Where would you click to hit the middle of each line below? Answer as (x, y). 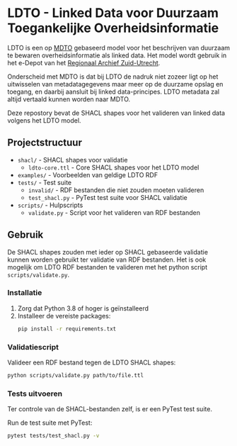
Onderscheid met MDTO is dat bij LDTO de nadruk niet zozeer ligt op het (113, 77)
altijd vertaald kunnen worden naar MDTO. (69, 99)
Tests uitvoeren (35, 394)
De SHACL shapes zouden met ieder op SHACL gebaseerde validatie (108, 252)
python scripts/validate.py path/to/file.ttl (75, 376)
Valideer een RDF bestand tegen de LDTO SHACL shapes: (92, 362)
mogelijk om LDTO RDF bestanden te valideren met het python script (108, 267)
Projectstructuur (45, 143)
